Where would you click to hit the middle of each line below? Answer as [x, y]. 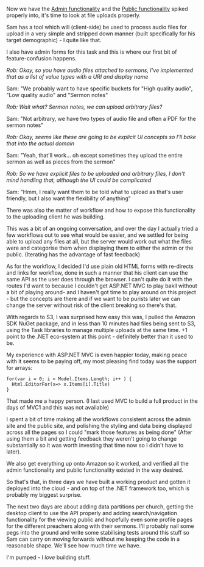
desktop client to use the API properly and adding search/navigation [92, 513]
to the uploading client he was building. [56, 217]
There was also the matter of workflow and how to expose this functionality [101, 210]
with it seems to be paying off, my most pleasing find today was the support [101, 361]
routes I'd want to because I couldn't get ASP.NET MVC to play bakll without [102, 286]
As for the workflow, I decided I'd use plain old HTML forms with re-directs [100, 266]
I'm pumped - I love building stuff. [49, 557]
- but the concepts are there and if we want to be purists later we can [93, 299]
